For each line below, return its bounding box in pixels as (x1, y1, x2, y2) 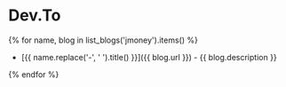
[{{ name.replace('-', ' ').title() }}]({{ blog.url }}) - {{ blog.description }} (20, 51, 277, 62)
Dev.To (8, 5, 61, 26)
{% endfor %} (8, 68, 60, 80)
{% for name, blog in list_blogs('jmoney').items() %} (8, 35, 199, 45)
